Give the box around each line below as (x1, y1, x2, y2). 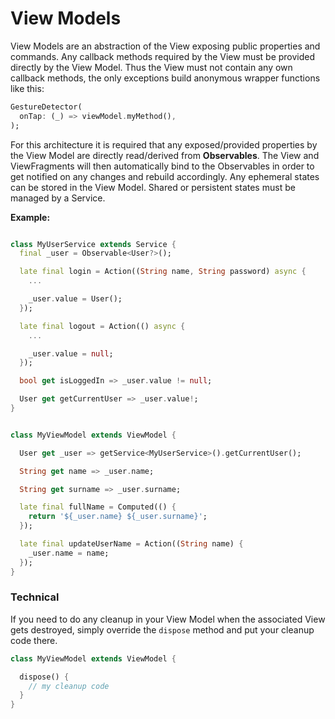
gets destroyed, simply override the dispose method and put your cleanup (10, 623, 315, 636)
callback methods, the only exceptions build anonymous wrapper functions (10, 72, 321, 84)
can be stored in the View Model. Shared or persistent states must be (10, 181, 296, 193)
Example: (10, 211, 51, 223)
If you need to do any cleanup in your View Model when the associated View (10, 613, 326, 625)
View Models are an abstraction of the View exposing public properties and (10, 40, 321, 52)
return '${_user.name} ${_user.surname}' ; (28, 512, 208, 522)
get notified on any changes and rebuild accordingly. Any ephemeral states (10, 170, 320, 182)
